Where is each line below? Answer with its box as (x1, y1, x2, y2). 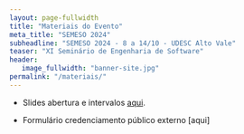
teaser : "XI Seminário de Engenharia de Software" (9, 47, 204, 56)
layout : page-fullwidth (9, 13, 99, 23)
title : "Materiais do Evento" (9, 22, 124, 31)
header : (9, 55, 39, 64)
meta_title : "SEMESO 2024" (9, 30, 111, 39)
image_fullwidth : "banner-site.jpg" (21, 64, 160, 73)
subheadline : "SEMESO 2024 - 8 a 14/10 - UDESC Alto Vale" (9, 38, 237, 48)
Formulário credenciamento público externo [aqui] (22, 114, 211, 125)
